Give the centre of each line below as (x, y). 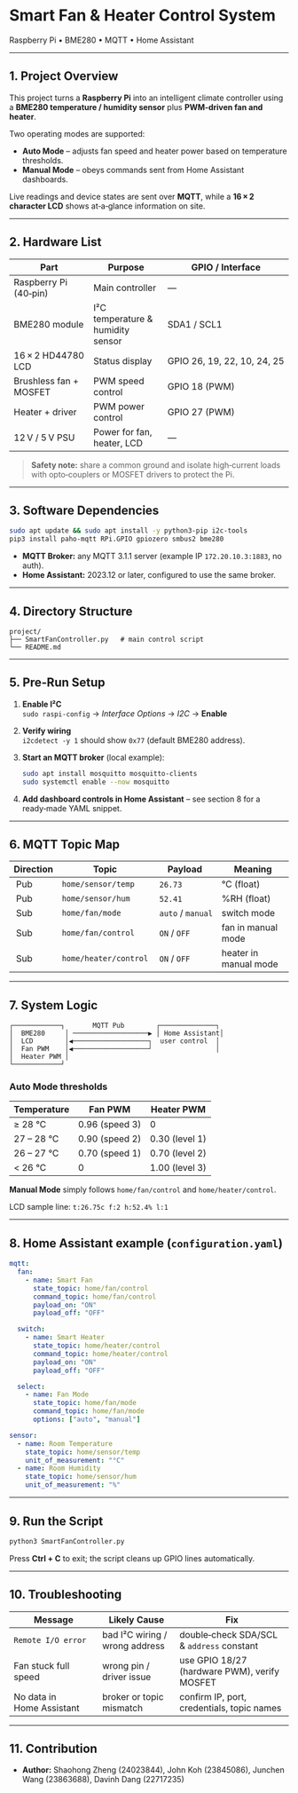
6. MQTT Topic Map (65, 844)
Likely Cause (137, 1619)
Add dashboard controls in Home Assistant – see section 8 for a (141, 799)
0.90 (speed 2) (110, 1139)
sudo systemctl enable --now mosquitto (96, 782)
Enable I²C (42, 704)
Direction (33, 869)
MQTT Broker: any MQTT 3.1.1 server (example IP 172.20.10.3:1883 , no (152, 557)
